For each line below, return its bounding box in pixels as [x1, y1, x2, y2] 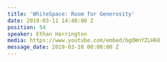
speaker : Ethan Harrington [7, 30, 87, 38]
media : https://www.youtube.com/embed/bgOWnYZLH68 [7, 37, 161, 44]
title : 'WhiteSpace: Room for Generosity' [7, 10, 135, 18]
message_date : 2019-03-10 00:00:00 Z [7, 43, 119, 51]
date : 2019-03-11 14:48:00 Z [7, 17, 94, 24]
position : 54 [7, 24, 46, 31]
